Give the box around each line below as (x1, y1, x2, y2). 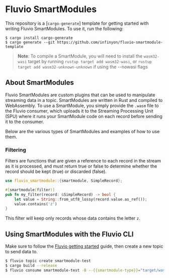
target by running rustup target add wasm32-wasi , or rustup (28, 58, 152, 64)
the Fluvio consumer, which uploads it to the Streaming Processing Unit (5, 107, 153, 114)
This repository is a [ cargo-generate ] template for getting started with (5, 20, 149, 26)
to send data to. (5, 249, 38, 255)
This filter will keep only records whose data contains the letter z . (5, 215, 141, 221)
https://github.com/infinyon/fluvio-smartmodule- (57, 39, 163, 45)
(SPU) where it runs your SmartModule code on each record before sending (5, 113, 162, 119)
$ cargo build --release (5, 263, 57, 268)
